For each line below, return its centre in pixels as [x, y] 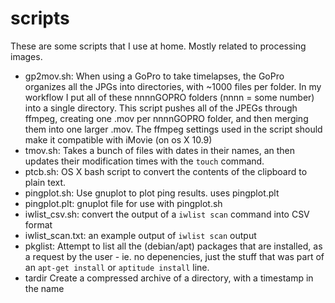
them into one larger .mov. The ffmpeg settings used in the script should [173, 129]
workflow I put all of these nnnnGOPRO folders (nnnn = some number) [169, 97]
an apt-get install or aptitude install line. [117, 267]
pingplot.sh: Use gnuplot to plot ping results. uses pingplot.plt [152, 193]
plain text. [45, 182]
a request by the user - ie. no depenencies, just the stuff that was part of [174, 256]
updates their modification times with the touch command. [144, 161]
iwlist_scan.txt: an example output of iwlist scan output [140, 235]
